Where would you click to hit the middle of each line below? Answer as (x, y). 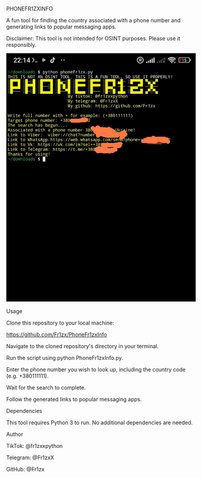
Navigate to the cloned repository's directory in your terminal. (83, 346)
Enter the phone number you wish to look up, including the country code (96, 369)
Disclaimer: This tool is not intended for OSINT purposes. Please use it (93, 38)
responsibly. (21, 45)
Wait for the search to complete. (46, 387)
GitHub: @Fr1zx (26, 469)
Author (15, 434)
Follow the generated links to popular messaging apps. (74, 399)
